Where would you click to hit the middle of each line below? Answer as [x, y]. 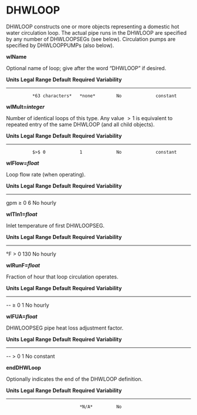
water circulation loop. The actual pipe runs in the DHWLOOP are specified [96, 32]
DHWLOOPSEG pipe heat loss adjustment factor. [65, 328]
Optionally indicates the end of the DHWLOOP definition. [74, 379]
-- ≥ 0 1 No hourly [28, 305]
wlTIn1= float [22, 214]
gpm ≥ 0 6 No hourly [31, 202]
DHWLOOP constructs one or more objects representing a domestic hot [93, 26]
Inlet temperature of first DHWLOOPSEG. [55, 225]
